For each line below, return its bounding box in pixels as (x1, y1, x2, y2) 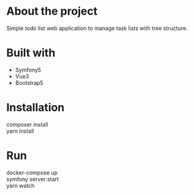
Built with (6, 46, 56, 60)
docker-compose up (6, 169, 58, 176)
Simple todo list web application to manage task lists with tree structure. (6, 24, 188, 32)
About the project (6, 4, 98, 18)
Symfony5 (15, 66, 42, 73)
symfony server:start (6, 175, 59, 183)
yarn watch (6, 182, 35, 189)
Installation (6, 101, 65, 114)
